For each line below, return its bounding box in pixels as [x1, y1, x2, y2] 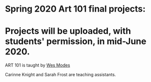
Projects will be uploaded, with [5, 26, 131, 37]
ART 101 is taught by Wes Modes [5, 62, 70, 68]
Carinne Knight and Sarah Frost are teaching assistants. [5, 72, 116, 78]
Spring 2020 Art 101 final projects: [5, 3, 146, 15]
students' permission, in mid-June [5, 36, 147, 47]
